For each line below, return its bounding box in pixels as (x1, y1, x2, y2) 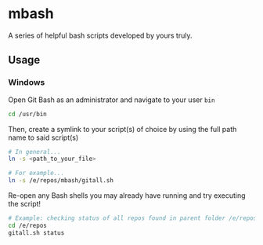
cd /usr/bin (8, 110, 47, 118)
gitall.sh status (8, 229, 65, 236)
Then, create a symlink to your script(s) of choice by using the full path (8, 124, 237, 133)
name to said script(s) (8, 133, 79, 142)
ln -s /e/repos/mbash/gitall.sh (8, 177, 113, 185)
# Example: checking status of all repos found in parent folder (8, 214, 225, 222)
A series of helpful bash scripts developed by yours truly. (8, 31, 193, 40)
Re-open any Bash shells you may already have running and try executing (8, 191, 246, 200)
